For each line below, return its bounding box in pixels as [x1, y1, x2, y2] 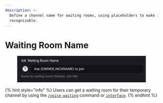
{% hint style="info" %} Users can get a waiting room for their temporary [5, 87, 151, 93]
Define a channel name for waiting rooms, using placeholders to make [9, 13, 155, 18]
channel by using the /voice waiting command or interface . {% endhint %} [5, 92, 158, 98]
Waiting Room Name [5, 39, 89, 51]
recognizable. [9, 18, 38, 23]
